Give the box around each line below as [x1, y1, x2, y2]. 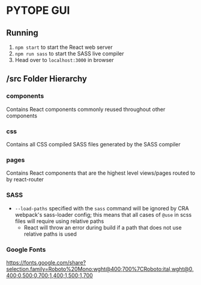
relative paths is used [23, 230, 77, 237]
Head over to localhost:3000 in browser [14, 57, 114, 63]
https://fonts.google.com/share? [6, 258, 86, 266]
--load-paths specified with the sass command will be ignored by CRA [14, 204, 189, 211]
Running [6, 28, 39, 38]
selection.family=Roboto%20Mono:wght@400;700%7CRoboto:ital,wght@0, [6, 265, 194, 272]
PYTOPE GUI [6, 4, 70, 17]
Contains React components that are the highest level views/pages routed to [6, 169, 196, 177]
